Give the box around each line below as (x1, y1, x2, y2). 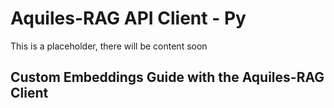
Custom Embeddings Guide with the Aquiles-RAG (10, 69, 325, 86)
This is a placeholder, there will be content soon (10, 40, 208, 52)
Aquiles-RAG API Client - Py (10, 7, 247, 30)
